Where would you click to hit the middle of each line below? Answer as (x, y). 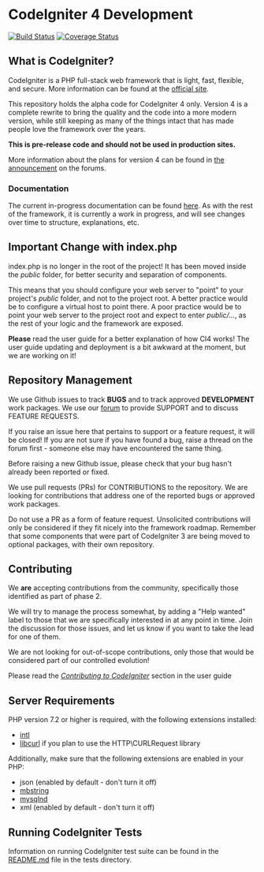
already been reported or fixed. (59, 472)
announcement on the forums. (57, 168)
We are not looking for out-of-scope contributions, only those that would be (131, 652)
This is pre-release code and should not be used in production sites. (122, 144)
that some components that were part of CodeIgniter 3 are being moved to (129, 536)
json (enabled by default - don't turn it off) (88, 782)
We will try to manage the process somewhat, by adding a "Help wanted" (127, 612)
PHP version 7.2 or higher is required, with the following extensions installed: (132, 720)
